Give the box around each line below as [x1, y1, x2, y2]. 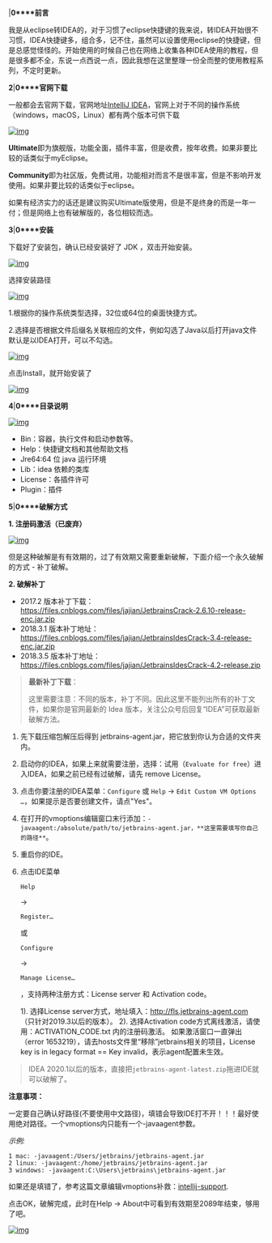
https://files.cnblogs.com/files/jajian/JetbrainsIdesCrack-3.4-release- [19, 633, 253, 642]
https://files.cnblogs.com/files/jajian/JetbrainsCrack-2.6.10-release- [19, 606, 246, 615]
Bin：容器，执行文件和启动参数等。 [19, 434, 138, 444]
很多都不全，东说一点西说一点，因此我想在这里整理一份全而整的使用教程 [15, 56, 257, 65]
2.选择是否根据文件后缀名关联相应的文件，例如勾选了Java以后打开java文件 [8, 326, 257, 334]
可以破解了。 [28, 1075, 71, 1083]
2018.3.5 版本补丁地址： [19, 651, 101, 661]
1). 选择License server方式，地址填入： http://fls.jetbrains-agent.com [19, 1007, 249, 1015]
